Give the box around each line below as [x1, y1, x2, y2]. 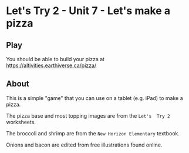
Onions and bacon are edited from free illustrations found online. [6, 141, 163, 148]
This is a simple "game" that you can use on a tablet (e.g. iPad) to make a [6, 94, 183, 101]
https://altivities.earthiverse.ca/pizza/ [6, 62, 97, 69]
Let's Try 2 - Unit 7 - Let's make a [6, 4, 171, 18]
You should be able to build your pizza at [6, 56, 104, 62]
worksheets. [6, 118, 36, 125]
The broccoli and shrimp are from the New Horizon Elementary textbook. [6, 129, 180, 137]
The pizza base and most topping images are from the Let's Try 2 [6, 112, 170, 119]
